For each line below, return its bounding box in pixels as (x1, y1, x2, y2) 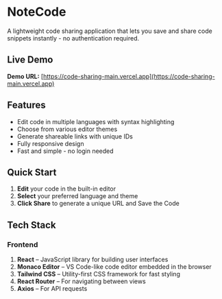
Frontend (7, 239, 38, 249)
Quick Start (7, 166, 57, 178)
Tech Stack (7, 219, 56, 230)
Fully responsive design (16, 139, 84, 147)
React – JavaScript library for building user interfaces (16, 255, 169, 264)
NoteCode (7, 4, 66, 20)
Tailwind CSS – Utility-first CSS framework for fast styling (16, 270, 180, 278)
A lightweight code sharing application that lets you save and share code (7, 27, 212, 35)
